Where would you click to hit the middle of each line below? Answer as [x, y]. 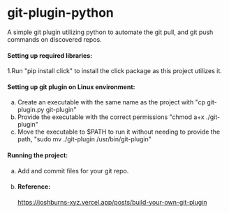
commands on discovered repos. [55, 39]
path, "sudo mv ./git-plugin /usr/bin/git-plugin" [84, 139]
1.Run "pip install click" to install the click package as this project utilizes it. [114, 71]
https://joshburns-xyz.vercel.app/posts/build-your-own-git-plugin [112, 202]
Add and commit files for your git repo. [73, 171]
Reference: [34, 187]
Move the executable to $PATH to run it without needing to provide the [119, 132]
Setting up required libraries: [50, 55]
